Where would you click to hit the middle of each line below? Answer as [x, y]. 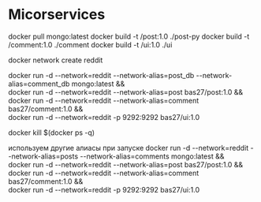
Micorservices [57, 15]
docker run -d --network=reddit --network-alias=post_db [101, 75]
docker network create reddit [56, 60]
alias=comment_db [39, 84]
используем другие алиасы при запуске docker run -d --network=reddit [129, 148]
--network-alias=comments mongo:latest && [152, 156]
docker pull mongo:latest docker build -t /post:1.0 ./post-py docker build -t [129, 36]
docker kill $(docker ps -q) [52, 133]
